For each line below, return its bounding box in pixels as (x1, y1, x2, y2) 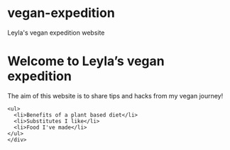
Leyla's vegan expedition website (7, 28, 105, 37)
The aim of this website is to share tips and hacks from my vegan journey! (7, 91, 224, 100)
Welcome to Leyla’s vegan (7, 53, 165, 69)
